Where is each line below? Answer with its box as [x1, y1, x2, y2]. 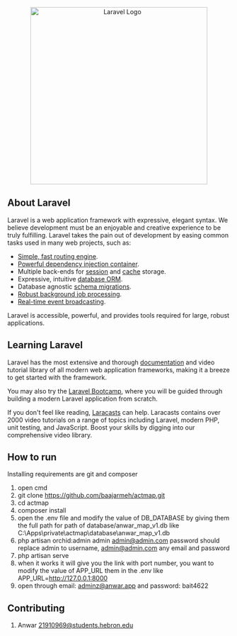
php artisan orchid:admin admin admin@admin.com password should [17, 536, 220, 545]
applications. [7, 318, 45, 327]
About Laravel [7, 197, 71, 209]
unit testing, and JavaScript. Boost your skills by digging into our [7, 423, 195, 432]
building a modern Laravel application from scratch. [7, 394, 158, 403]
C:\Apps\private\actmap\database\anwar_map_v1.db [17, 529, 170, 537]
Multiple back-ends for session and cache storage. [17, 267, 166, 276]
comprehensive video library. [7, 430, 93, 439]
